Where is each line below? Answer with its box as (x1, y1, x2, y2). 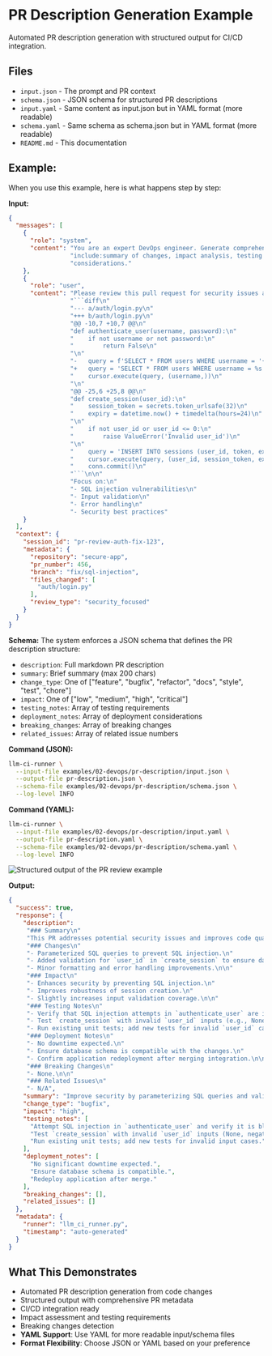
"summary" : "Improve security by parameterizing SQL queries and (23, 1092, 249, 1101)
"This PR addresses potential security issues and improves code (26, 934, 252, 942)
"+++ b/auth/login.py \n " (70, 312, 154, 320)
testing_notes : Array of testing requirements (19, 702, 170, 712)
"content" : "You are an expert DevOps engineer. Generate (29, 245, 230, 253)
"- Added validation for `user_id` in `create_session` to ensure (26, 957, 255, 965)
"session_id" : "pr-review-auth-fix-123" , (23, 538, 164, 546)
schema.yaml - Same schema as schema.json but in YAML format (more (19, 120, 257, 130)
